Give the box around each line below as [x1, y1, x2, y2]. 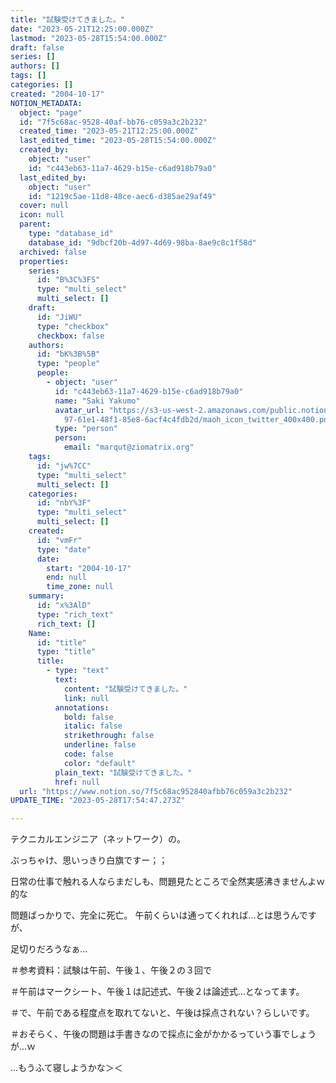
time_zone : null [46, 582, 114, 592]
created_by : [19, 145, 70, 155]
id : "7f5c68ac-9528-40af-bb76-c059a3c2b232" [19, 117, 208, 127]
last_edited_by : [19, 172, 87, 183]
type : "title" [36, 647, 97, 657]
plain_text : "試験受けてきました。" [54, 767, 193, 778]
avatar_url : [54, 405, 105, 415]
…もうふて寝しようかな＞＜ [10, 1062, 123, 1074]
